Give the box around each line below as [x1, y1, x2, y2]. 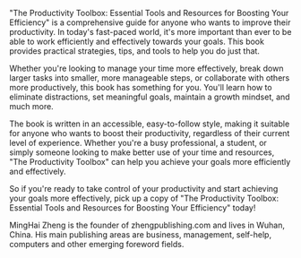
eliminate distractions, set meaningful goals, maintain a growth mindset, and [9, 91, 290, 102]
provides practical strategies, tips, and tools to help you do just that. [9, 46, 260, 56]
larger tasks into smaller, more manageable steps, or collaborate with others [9, 73, 290, 83]
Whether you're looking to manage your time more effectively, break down [9, 63, 284, 73]
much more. [9, 101, 54, 111]
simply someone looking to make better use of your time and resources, [9, 147, 275, 158]
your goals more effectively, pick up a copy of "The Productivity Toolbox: [9, 193, 279, 203]
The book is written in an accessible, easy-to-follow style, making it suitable [9, 118, 290, 129]
